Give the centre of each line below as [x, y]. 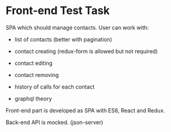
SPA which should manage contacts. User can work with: [77, 28]
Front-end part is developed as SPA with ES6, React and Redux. [85, 110]
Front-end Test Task [58, 11]
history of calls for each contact [54, 87]
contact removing [37, 75]
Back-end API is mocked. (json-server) [54, 122]
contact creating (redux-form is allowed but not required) [86, 51]
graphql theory [33, 98]
